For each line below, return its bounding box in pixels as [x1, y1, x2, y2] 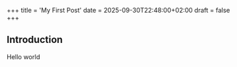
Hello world [6, 52, 41, 61]
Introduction [6, 34, 63, 46]
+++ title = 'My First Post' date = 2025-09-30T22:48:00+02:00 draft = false [6, 6, 231, 14]
